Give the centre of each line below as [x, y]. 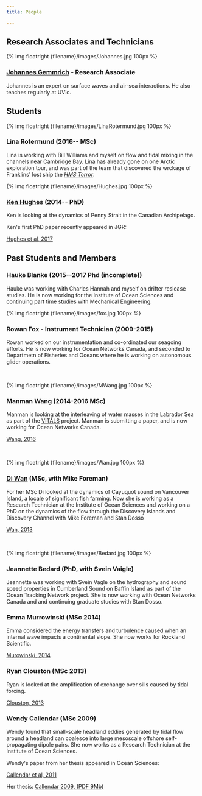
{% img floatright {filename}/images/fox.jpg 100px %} [74, 313]
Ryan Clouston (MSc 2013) [47, 671]
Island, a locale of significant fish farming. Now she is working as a [90, 498]
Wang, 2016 [21, 439]
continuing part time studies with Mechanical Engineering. [79, 301]
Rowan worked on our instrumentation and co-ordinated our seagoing [94, 342]
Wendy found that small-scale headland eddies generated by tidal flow [95, 731]
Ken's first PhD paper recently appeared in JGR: [66, 227]
